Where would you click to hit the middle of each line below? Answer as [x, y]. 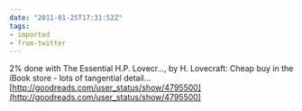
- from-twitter [38, 43]
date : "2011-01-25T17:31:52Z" [66, 18]
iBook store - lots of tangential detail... [80, 79]
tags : [19, 26]
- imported [30, 34]
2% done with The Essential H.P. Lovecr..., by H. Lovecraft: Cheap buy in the [151, 69]
